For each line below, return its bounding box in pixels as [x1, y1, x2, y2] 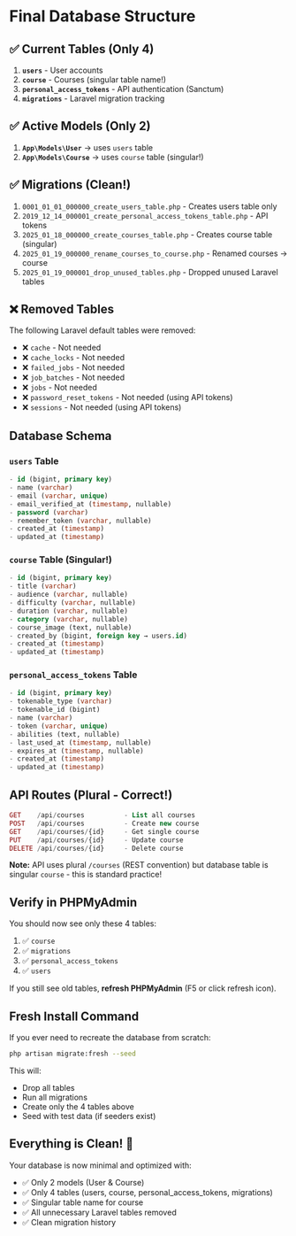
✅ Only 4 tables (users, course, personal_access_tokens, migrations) [21, 1186, 274, 1197]
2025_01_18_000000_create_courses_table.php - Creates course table [21, 228, 273, 240]
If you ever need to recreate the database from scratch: [9, 1032, 211, 1043]
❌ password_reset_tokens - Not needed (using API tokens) [21, 392, 233, 403]
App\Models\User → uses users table [21, 142, 153, 152]
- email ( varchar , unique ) [9, 491, 109, 500]
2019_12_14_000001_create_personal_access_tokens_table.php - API [21, 210, 269, 220]
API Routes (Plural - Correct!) [9, 787, 173, 802]
